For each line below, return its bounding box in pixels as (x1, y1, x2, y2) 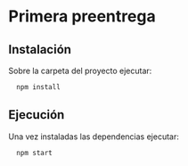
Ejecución (8, 107, 65, 122)
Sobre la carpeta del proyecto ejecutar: (8, 65, 152, 76)
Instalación (8, 42, 72, 57)
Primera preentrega (8, 6, 157, 27)
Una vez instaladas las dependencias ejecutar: (8, 131, 179, 142)
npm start (16, 148, 53, 157)
